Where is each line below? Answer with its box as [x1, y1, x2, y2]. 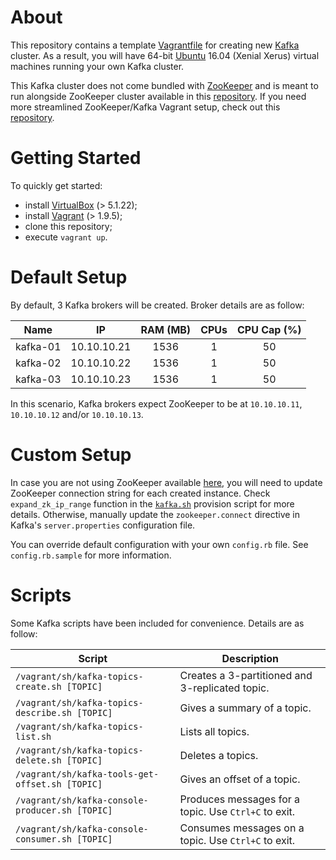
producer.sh [15, 804, 73, 816]
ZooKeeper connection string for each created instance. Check [10, 487, 271, 499]
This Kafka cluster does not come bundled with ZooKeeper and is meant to [10, 79, 319, 91]
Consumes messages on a [179, 821, 305, 835]
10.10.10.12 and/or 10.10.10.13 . [10, 408, 144, 420]
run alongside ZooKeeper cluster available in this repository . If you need [10, 90, 307, 102]
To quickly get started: [10, 179, 103, 191]
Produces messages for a [179, 792, 301, 806]
